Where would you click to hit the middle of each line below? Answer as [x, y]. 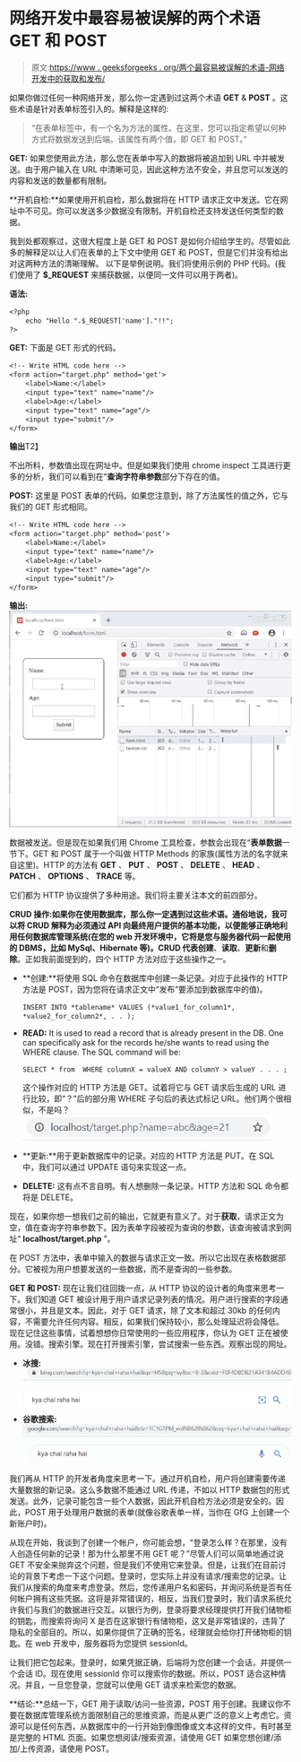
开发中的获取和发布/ [68, 78]
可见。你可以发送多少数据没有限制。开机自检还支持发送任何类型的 [154, 211]
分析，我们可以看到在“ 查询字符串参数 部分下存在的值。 [125, 476]
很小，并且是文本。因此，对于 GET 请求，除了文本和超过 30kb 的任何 [145, 1311]
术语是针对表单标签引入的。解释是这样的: [93, 108]
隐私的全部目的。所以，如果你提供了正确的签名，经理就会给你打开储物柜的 [146, 1632]
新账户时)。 [30, 1523]
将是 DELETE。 [50, 1197]
